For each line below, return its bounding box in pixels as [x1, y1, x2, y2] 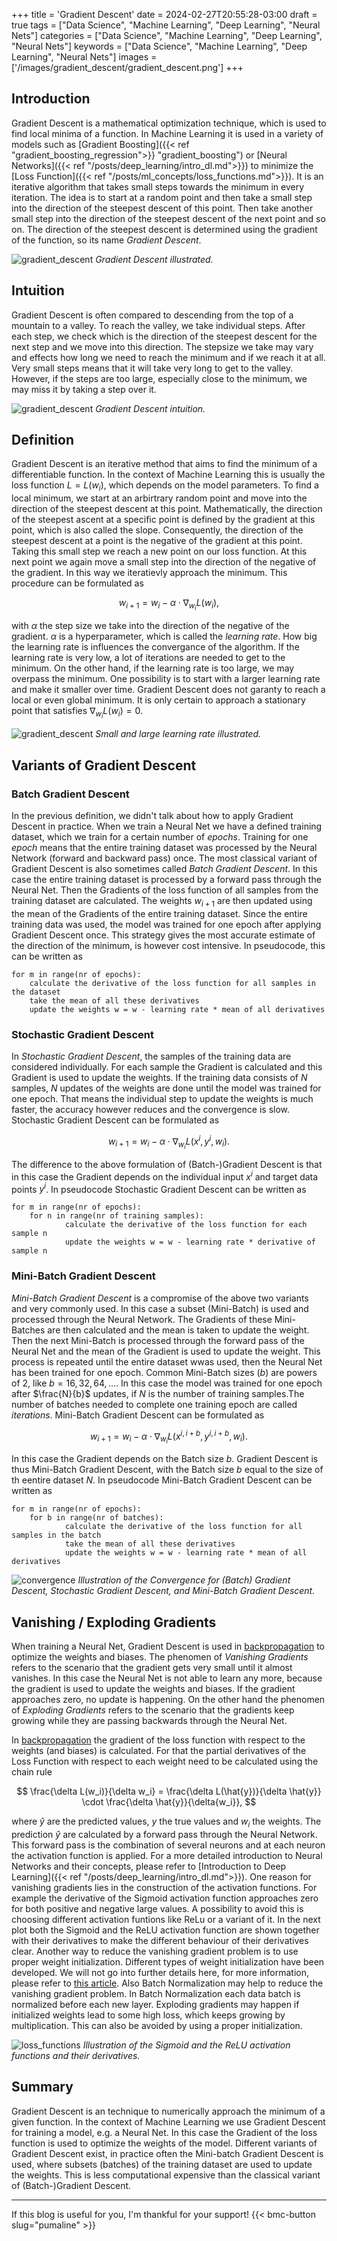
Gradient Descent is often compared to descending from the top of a [11, 309, 294, 321]
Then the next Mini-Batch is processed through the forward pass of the [11, 1334, 305, 1346]
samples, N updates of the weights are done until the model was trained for [11, 1082, 322, 1094]
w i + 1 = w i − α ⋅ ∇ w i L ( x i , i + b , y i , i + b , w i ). [90, 1428, 248, 1446]
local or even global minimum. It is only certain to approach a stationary [11, 694, 306, 706]
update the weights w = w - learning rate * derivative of [64, 1237, 316, 1248]
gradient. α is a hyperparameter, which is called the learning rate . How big [11, 630, 318, 643]
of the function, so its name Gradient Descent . [11, 234, 202, 246]
